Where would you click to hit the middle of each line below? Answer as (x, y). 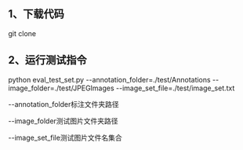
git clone (22, 33)
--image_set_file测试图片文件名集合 (65, 137)
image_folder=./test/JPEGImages (62, 88)
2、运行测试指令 (48, 60)
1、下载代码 (36, 14)
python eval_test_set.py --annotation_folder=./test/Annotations (109, 79)
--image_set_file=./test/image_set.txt (176, 88)
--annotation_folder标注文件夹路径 (63, 104)
